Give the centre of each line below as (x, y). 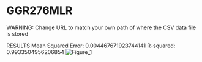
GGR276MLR (39, 11)
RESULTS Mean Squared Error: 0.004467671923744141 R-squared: (91, 46)
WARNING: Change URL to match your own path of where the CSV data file (101, 27)
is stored (17, 33)
